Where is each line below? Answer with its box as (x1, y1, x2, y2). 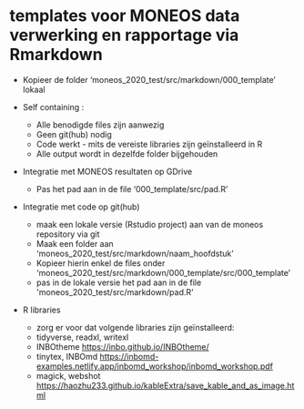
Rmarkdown (9, 45, 103, 65)
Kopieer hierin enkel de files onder (35, 257, 166, 269)
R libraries (22, 304, 61, 315)
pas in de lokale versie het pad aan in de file (35, 277, 202, 288)
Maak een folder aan (35, 238, 114, 249)
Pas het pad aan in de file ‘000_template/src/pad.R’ (35, 183, 228, 194)
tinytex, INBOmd (35, 351, 98, 362)
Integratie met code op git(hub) (22, 201, 140, 212)
